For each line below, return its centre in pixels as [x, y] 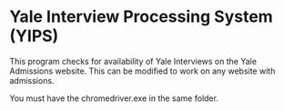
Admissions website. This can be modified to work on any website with [142, 71]
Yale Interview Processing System [141, 17]
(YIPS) [34, 36]
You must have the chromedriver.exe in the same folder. [114, 98]
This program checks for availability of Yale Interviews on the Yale [133, 61]
